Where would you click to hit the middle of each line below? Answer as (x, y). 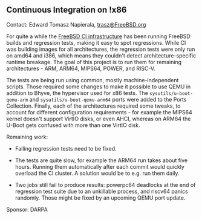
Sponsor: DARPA (27, 209)
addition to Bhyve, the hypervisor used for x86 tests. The (77, 93)
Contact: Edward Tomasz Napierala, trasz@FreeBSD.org (76, 24)
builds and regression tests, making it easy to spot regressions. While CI (96, 42)
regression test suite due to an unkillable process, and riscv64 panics (102, 191)
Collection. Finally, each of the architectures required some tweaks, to (93, 106)
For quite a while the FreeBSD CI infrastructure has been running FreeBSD (98, 36)
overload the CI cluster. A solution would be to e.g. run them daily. (97, 173)
